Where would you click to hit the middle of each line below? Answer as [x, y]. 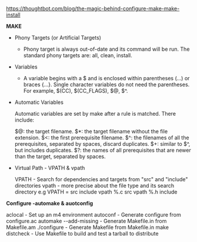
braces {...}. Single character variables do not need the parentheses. [106, 84]
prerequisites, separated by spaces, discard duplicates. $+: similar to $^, [102, 144]
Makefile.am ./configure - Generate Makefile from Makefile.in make [88, 227]
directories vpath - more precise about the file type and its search [94, 186]
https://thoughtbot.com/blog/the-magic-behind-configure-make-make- [93, 9]
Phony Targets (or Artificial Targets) [58, 37]
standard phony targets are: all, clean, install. [78, 55]
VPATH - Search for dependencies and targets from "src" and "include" [101, 179]
